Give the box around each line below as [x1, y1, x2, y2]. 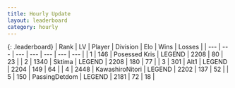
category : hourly [7, 23, 59, 30]
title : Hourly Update [7, 10, 71, 18]
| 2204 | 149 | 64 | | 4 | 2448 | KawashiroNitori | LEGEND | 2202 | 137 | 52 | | [7, 65, 229, 74]
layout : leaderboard [7, 17, 68, 24]
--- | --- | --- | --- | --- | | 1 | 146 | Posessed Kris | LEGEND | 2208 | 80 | [15, 50, 224, 58]
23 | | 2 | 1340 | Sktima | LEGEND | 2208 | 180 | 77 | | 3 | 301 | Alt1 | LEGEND [7, 58, 228, 66]
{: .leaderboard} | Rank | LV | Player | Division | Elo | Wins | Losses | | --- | [7, 43, 221, 51]
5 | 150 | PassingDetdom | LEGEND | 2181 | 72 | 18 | [7, 73, 155, 81]
